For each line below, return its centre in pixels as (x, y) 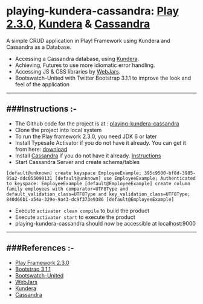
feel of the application (42, 84)
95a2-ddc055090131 (29, 178)
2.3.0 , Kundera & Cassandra (78, 24)
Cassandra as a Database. (39, 47)
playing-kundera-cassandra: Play (93, 11)
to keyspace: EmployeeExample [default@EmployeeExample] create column (98, 183)
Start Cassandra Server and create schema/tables (77, 162)
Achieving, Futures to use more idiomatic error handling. (85, 65)
